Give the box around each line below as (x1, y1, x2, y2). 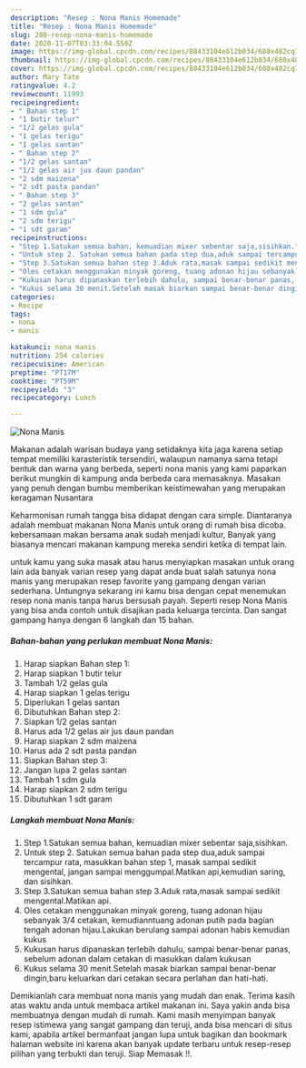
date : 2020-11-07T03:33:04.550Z (10, 38, 133, 48)
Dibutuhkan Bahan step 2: (23, 707, 121, 718)
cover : (10, 65, 35, 74)
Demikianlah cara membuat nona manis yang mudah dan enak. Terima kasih (10, 991, 296, 1002)
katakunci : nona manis (10, 343, 96, 352)
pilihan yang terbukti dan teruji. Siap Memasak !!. (10, 1048, 193, 1060)
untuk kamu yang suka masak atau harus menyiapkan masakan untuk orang (10, 557, 294, 568)
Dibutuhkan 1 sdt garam (23, 793, 113, 805)
